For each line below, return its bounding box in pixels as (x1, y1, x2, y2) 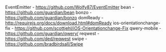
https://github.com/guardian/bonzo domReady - (5, 15, 104, 20)
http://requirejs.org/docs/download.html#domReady (5, 20, 112, 26)
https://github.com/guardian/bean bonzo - (5, 9, 92, 15)
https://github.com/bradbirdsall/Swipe (5, 41, 83, 47)
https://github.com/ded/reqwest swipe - (5, 36, 87, 42)
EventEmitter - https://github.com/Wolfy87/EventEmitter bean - (5, 4, 135, 10)
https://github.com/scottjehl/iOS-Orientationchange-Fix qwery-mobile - (14, 25, 162, 31)
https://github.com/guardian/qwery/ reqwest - (5, 31, 99, 36)
